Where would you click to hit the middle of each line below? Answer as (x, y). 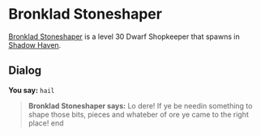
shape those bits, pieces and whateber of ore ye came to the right (138, 114)
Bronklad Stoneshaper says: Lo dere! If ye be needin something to (140, 105)
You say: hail (32, 90)
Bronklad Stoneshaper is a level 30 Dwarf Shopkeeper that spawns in (124, 36)
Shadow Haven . (35, 45)
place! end (46, 123)
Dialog (25, 71)
